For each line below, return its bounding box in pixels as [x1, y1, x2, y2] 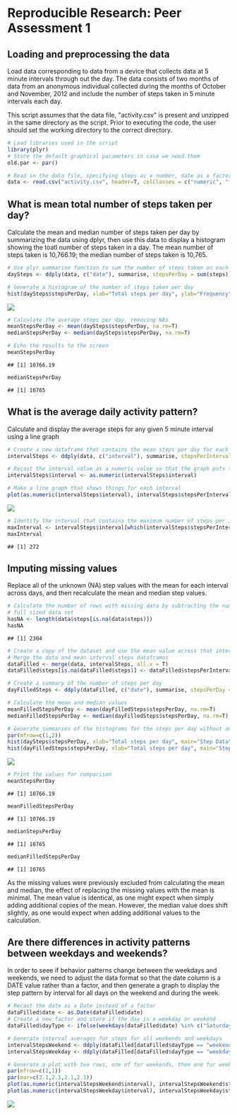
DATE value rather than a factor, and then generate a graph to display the [7, 981, 220, 990]
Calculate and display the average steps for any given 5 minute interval [7, 425, 214, 433]
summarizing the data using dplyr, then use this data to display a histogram [7, 236, 226, 244]
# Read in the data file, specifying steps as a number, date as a [7, 172, 210, 179]
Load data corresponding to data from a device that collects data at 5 [7, 67, 209, 75]
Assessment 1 [7, 20, 91, 36]
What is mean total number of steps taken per [7, 198, 213, 210]
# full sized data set [7, 609, 74, 617]
